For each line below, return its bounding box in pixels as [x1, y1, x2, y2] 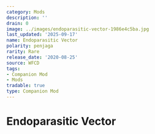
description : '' [6, 15, 48, 21]
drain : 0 [6, 20, 29, 26]
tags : [6, 65, 20, 72]
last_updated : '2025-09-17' [6, 32, 78, 38]
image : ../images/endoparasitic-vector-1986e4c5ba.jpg [6, 26, 149, 32]
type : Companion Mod [6, 88, 59, 94]
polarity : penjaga [6, 43, 53, 49]
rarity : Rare [6, 49, 40, 55]
